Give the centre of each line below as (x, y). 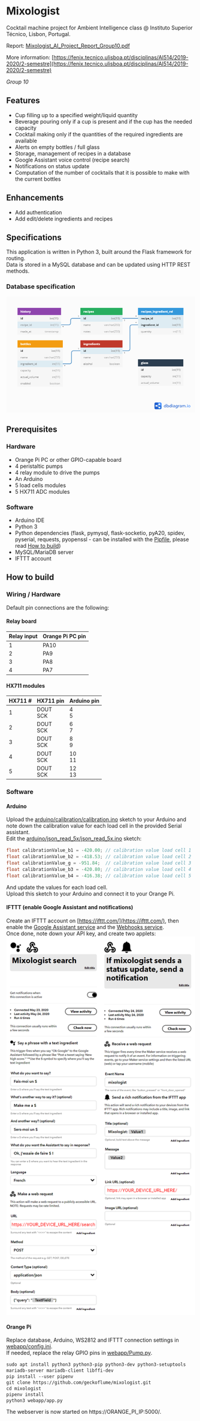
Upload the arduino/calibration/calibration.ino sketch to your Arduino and (96, 820)
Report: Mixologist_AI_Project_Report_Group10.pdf (68, 46)
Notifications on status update (52, 166)
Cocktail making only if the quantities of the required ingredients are (99, 134)
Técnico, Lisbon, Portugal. (38, 34)
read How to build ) (38, 546)
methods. (18, 271)
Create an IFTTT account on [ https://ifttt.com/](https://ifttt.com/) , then (93, 921)
